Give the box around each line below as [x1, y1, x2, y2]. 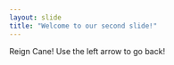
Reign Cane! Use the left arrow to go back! [9, 45, 166, 56]
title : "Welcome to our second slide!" [9, 21, 158, 30]
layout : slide [9, 12, 62, 22]
